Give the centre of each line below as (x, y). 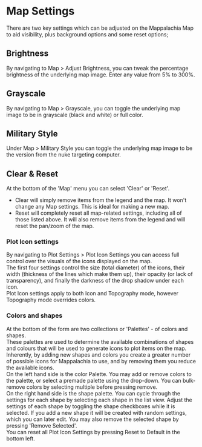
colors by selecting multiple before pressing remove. (92, 387)
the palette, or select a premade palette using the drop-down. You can (94, 380)
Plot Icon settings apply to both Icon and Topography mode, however (93, 294)
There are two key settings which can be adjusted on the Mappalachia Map (100, 28)
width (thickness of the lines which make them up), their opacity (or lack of (100, 274)
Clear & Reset (32, 174)
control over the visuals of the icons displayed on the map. (79, 261)
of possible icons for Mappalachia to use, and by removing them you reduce (101, 361)
